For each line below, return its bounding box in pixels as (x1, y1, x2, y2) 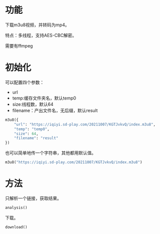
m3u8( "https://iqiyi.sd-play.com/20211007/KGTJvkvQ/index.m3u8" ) (5, 160, 142, 165)
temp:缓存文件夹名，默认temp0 (12, 95, 77, 101)
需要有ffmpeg (5, 43, 33, 48)
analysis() (5, 205, 28, 210)
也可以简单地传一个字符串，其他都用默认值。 (5, 150, 96, 156)
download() (5, 225, 28, 230)
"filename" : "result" (14, 136, 58, 141)
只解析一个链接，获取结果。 (5, 195, 62, 201)
